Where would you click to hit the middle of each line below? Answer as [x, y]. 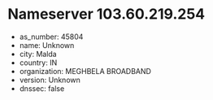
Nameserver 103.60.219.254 [106, 14]
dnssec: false [42, 88]
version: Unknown [50, 80]
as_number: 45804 [51, 37]
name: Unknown [47, 45]
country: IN [38, 63]
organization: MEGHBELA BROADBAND [85, 71]
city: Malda [38, 54]
